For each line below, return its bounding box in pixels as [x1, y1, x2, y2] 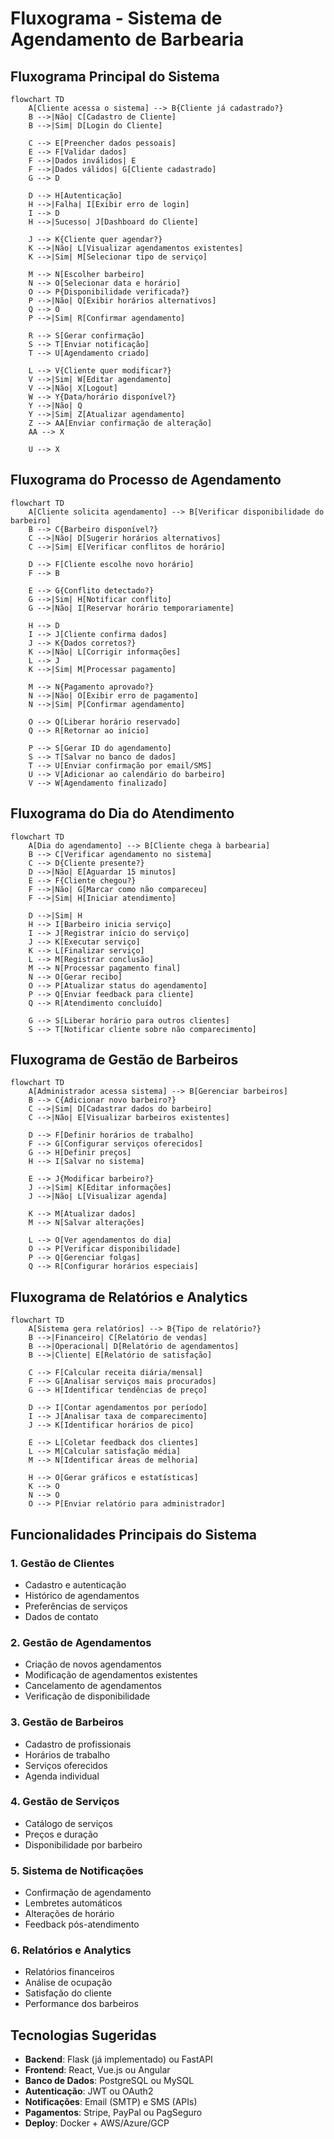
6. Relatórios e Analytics [10, 1943, 132, 1957]
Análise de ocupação [24, 1977, 113, 1989]
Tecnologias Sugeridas [10, 2027, 157, 2044]
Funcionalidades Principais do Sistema [10, 1526, 258, 1543]
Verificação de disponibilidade [24, 1690, 151, 1702]
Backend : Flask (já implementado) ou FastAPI [24, 2053, 213, 2066]
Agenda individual [24, 1770, 100, 1782]
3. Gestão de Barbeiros [10, 1715, 124, 1729]
